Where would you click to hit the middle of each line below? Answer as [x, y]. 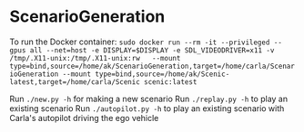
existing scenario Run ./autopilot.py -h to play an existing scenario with [147, 108]
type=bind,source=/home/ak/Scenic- [162, 74]
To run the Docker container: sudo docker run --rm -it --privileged [140, 42]
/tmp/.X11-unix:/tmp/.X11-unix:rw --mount [95, 58]
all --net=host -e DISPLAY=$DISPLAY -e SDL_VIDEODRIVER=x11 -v [152, 50]
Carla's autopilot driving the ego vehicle [84, 118]
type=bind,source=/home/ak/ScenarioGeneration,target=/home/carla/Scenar [152, 66]
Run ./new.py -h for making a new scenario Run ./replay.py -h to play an [149, 99]
